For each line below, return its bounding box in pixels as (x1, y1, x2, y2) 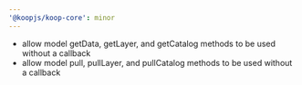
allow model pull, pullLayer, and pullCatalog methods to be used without (21, 57, 293, 68)
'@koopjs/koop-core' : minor (8, 13, 116, 23)
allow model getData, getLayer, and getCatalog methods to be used (21, 38, 276, 49)
